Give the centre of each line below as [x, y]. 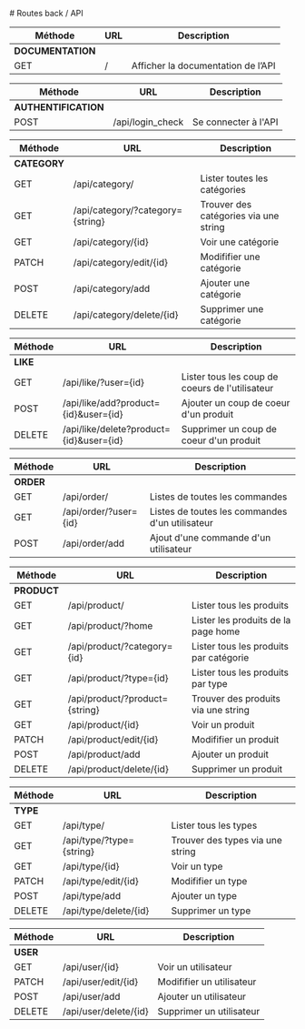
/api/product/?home [110, 625]
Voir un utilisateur [195, 967]
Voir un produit [223, 725]
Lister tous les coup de [230, 377]
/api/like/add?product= [111, 403]
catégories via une [240, 216]
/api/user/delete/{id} [106, 1011]
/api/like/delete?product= [116, 429]
